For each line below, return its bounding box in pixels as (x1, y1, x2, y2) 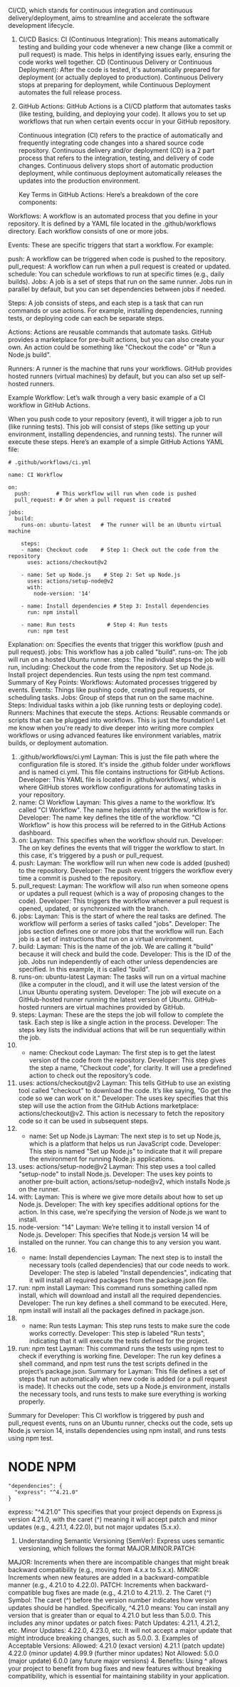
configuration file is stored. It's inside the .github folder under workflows (18, 760, 231, 768)
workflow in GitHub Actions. (8, 401, 90, 409)
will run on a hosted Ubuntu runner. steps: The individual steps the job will (8, 655, 225, 663)
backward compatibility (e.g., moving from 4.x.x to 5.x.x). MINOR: (8, 1565, 200, 1573)
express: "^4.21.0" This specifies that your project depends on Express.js (8, 1507, 223, 1516)
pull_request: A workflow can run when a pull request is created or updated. (8, 262, 231, 271)
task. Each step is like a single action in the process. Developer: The (18, 1018, 219, 1027)
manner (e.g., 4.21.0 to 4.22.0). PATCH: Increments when (8, 1581, 175, 1589)
